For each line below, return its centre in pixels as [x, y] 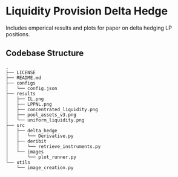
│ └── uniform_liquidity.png [45, 120]
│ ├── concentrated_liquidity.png [52, 109]
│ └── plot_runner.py [41, 157]
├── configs [21, 83]
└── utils [18, 162]
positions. [18, 34]
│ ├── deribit [26, 141]
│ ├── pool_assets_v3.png [41, 115]
